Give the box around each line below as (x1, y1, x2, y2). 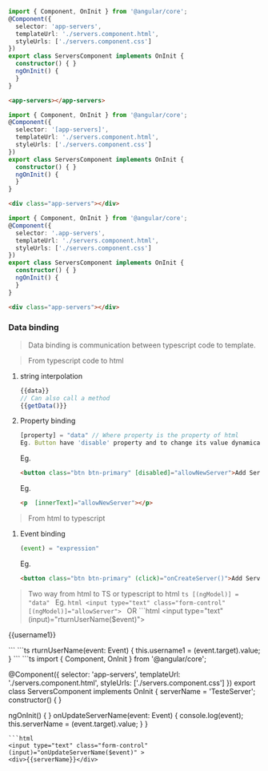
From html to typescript (27, 513, 106, 523)
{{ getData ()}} (19, 401, 67, 410)
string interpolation (19, 371, 82, 380)
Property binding (19, 416, 76, 426)
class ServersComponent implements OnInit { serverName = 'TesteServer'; (8, 686, 256, 696)
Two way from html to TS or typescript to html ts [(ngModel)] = (27, 588, 239, 598)
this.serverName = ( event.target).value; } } (8, 719, 148, 729)
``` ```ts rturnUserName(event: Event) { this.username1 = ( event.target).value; (8, 645, 261, 655)
